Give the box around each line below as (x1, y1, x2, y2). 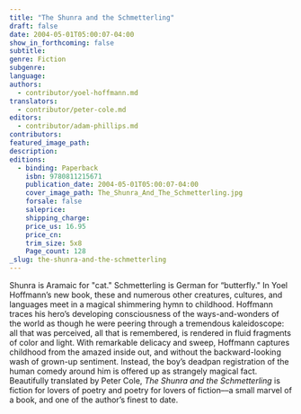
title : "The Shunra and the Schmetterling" (9, 13, 175, 22)
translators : (9, 96, 58, 106)
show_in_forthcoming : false (9, 38, 115, 48)
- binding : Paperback (17, 163, 99, 172)
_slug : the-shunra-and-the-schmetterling (9, 255, 167, 265)
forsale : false (25, 197, 83, 207)
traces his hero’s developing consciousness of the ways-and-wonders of (9, 309, 280, 319)
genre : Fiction (9, 55, 66, 64)
